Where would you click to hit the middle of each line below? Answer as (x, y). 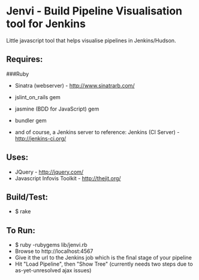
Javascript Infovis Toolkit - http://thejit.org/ (68, 178)
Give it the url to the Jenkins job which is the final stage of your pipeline (103, 258)
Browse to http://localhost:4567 (54, 251)
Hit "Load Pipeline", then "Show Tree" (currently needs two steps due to (104, 264)
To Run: (21, 230)
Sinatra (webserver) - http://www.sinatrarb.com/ (75, 85)
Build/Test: (27, 197)
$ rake (23, 212)
